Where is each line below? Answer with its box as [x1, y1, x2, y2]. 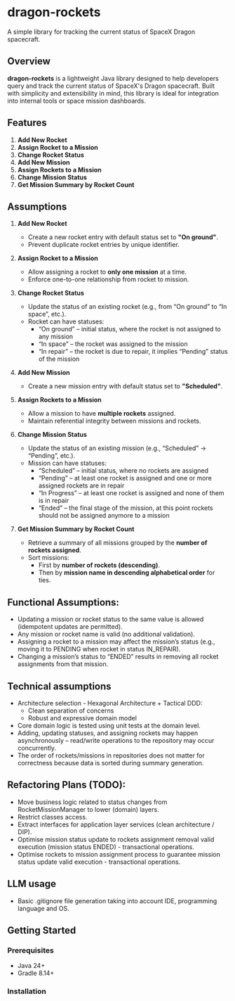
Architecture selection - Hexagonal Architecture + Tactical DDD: [17, 699, 203, 707]
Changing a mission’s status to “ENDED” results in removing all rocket [17, 652, 219, 661]
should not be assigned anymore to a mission [38, 511, 170, 520]
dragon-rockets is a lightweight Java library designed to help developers [7, 74, 219, 82]
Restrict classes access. [17, 812, 88, 821]
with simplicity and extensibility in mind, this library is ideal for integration [7, 89, 220, 97]
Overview [7, 56, 51, 68]
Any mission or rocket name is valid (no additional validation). [17, 630, 195, 639]
